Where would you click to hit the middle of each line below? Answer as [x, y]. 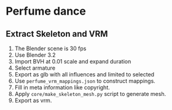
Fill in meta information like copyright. [62, 87]
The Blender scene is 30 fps [50, 48]
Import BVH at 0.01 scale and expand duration [73, 61]
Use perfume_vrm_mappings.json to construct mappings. [85, 81]
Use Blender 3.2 [35, 55]
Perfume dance [46, 11]
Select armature [35, 68]
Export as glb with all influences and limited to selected [84, 74]
